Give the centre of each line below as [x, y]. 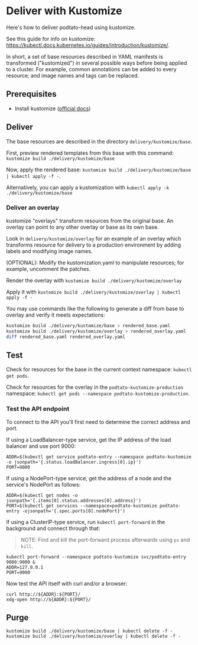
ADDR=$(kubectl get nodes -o [42, 495]
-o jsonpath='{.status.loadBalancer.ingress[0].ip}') [74, 462]
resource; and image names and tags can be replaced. [73, 75]
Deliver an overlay [33, 207]
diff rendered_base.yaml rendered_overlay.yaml [66, 337]
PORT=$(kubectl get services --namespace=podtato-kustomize [82, 506]
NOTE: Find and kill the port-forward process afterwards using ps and [105, 539]
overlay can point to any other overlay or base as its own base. [82, 227]
